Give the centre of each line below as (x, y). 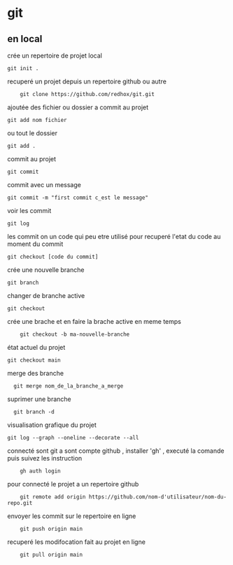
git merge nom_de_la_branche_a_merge (69, 386)
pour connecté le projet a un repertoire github (73, 484)
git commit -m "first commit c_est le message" (78, 198)
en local (25, 39)
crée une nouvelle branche (46, 270)
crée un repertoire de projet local (55, 55)
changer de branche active (46, 295)
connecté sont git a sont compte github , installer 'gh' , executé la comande (116, 451)
